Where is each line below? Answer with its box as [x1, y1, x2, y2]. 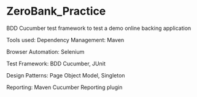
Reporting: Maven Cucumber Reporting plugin [6, 84, 123, 91]
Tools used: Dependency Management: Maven [6, 36, 125, 43]
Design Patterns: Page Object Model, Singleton [6, 71, 125, 79]
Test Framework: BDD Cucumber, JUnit [6, 60, 106, 67]
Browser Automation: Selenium [6, 48, 85, 56]
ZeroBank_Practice [6, 4, 106, 18]
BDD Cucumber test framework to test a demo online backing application [6, 24, 191, 32]
